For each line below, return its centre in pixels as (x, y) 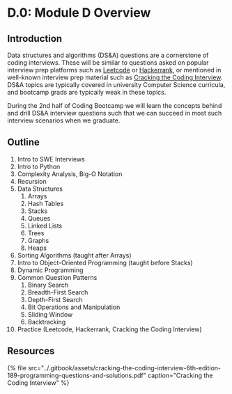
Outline (23, 142)
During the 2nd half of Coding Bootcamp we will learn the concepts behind (115, 105)
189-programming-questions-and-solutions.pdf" (77, 375)
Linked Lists (45, 226)
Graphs (38, 240)
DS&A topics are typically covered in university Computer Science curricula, (116, 85)
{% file (17, 368)
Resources (31, 351)
